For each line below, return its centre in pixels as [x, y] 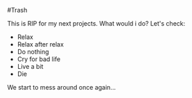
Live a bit [30, 66]
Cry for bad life [39, 59]
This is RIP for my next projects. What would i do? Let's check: [96, 23]
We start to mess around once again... [62, 87]
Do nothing [33, 52]
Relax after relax [41, 44]
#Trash [17, 10]
